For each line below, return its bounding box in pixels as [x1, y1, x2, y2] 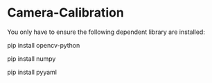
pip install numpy [7, 54, 56, 63]
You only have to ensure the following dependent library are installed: [7, 28, 206, 36]
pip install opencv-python [7, 41, 80, 49]
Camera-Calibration [7, 5, 125, 21]
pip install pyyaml [7, 68, 58, 76]
